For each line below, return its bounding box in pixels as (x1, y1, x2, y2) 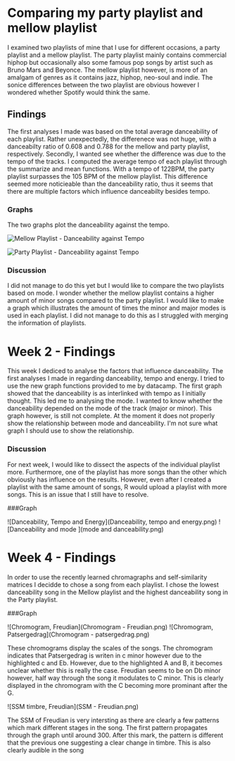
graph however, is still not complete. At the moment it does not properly (7, 412, 215, 420)
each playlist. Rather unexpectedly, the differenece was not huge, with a (7, 134, 217, 143)
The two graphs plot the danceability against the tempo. (7, 220, 170, 229)
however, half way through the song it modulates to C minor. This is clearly (7, 674, 224, 682)
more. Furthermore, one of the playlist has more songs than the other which (7, 467, 227, 476)
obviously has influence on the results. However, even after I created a (7, 475, 212, 484)
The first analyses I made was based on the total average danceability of (7, 127, 218, 135)
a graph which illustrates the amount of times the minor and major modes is (7, 304, 227, 313)
